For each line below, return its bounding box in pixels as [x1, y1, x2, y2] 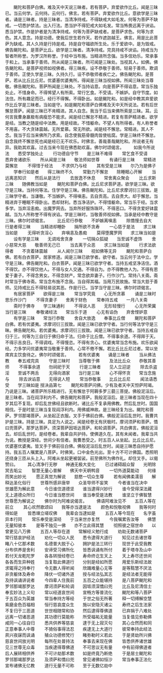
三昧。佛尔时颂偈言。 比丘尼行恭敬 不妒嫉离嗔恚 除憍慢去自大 [5, 218, 152, 223]
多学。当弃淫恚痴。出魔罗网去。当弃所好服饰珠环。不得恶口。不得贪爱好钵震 [5, 205, 158, 211]
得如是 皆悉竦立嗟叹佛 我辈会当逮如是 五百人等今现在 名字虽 [5, 510, 156, 516]
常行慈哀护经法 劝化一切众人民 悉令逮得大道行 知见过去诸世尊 [5, 534, 152, 540]
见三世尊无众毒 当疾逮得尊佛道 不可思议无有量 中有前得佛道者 [5, 644, 152, 650]
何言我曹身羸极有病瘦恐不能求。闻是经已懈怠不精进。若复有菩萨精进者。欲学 [5, 114, 158, 119]
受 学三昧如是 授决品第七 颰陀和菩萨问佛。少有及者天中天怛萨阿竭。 [5, 382, 156, 388]
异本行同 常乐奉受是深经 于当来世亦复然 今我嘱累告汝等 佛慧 [5, 516, 156, 522]
